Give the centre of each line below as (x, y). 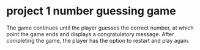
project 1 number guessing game (91, 11)
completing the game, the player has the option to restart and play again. (98, 40)
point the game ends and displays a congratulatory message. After (90, 34)
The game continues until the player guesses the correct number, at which (100, 28)
